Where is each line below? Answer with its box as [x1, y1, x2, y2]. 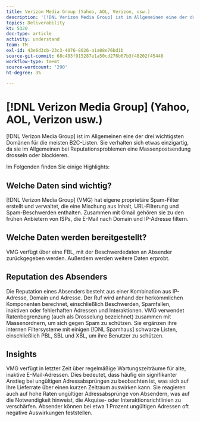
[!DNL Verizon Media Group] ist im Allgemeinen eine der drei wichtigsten [6, 133, 185, 140]
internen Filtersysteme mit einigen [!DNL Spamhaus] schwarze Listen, [6, 326, 177, 333]
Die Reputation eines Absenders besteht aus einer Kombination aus [6, 287, 171, 295]
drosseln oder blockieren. [6, 152, 69, 159]
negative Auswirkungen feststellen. [6, 409, 93, 417]
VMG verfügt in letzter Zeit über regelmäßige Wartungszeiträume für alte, [6, 365, 186, 372]
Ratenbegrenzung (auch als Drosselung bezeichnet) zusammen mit [6, 313, 171, 320]
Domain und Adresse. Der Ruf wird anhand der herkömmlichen [29, 294, 183, 301]
